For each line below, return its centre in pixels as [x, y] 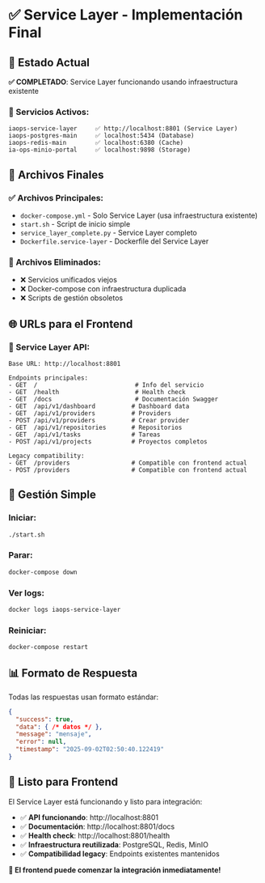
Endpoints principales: [48, 378]
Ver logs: [26, 592]
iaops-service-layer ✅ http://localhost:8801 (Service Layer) [123, 129]
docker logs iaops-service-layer [65, 609]
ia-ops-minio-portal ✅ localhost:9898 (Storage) [100, 150]
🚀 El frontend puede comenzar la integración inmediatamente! [115, 870]
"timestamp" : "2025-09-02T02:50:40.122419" [90, 749]
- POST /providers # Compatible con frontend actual [128, 470]
